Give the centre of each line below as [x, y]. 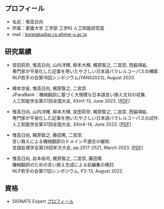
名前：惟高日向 [28, 22]
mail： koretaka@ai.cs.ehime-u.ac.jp [49, 34]
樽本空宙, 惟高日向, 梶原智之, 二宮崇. [50, 88]
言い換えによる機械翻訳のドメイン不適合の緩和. [61, 141]
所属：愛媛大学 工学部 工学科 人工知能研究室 [58, 28]
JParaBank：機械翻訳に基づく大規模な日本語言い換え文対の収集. [79, 94]
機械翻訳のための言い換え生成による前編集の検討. [64, 165]
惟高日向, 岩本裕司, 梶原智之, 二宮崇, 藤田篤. [58, 158]
